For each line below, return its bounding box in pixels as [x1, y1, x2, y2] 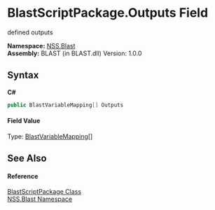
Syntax [7, 69, 39, 81]
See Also [7, 153, 47, 164]
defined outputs [7, 28, 54, 36]
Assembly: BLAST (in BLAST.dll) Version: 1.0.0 [7, 49, 142, 57]
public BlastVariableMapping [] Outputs [7, 101, 124, 108]
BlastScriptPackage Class [7, 188, 82, 196]
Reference [7, 171, 39, 180]
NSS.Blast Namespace [7, 195, 72, 204]
